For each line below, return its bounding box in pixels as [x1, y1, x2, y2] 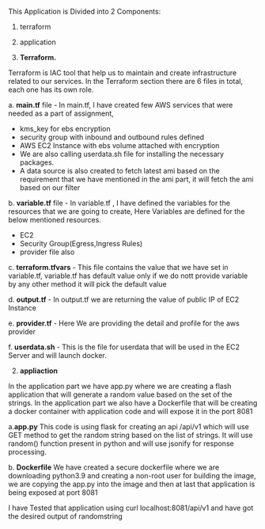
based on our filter [19, 183, 81, 192]
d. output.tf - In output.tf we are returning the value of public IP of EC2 [8, 295, 240, 304]
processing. [8, 447, 47, 456]
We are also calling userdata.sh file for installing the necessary [19, 150, 224, 158]
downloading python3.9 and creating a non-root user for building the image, [8, 471, 256, 480]
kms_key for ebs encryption [19, 124, 111, 133]
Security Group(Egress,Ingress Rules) [19, 239, 143, 248]
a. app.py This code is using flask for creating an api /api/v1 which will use [8, 422, 249, 431]
